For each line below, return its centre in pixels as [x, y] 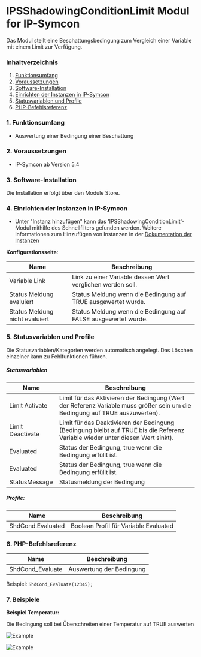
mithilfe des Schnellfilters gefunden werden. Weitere [97, 228]
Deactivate [25, 434]
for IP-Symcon [43, 24]
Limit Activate [28, 405]
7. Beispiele [23, 599]
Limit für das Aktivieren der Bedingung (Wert [122, 398]
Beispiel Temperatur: [33, 613]
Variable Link [28, 281]
